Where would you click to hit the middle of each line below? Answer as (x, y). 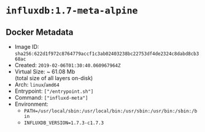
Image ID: (27, 47)
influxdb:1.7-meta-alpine (72, 11)
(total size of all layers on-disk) (54, 78)
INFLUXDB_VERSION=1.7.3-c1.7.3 (64, 123)
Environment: (31, 104)
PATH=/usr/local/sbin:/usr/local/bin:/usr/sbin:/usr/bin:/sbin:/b (110, 111)
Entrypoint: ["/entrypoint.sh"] (54, 91)
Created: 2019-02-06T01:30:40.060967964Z (68, 65)
